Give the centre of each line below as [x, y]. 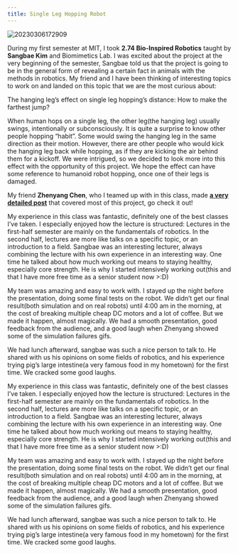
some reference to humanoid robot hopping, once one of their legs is [108, 173]
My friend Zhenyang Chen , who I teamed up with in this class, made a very [118, 195]
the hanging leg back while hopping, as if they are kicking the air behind [113, 151]
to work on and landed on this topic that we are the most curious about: [112, 85]
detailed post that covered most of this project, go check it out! [100, 203]
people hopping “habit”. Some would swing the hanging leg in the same [112, 136]
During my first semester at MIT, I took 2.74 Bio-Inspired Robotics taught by [119, 48]
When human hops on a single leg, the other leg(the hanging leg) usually [114, 121]
